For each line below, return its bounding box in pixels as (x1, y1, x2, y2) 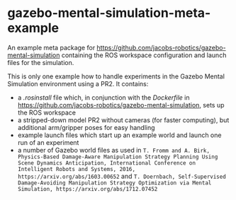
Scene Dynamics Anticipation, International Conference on (17, 159, 196, 167)
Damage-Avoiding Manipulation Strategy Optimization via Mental (17, 179, 212, 187)
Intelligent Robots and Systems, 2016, (17, 165, 136, 172)
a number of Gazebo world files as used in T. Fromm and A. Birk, (17, 146, 210, 154)
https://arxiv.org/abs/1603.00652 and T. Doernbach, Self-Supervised (17, 172, 227, 180)
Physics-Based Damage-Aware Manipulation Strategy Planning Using (17, 153, 218, 160)
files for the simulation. (7, 58, 74, 66)
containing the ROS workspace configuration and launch (61, 51, 227, 59)
